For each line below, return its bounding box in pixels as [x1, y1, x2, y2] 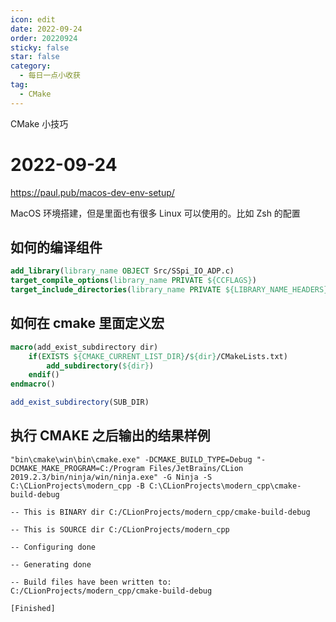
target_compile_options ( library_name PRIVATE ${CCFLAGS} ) [10, 276, 257, 286]
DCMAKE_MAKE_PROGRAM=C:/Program [10, 463, 145, 473]
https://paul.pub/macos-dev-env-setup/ [10, 186, 175, 198]
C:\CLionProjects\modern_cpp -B [10, 481, 145, 491]
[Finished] [10, 603, 56, 613]
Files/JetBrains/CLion [148, 463, 244, 473]
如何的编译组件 [10, 239, 103, 256]
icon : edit [10, 14, 56, 25]
